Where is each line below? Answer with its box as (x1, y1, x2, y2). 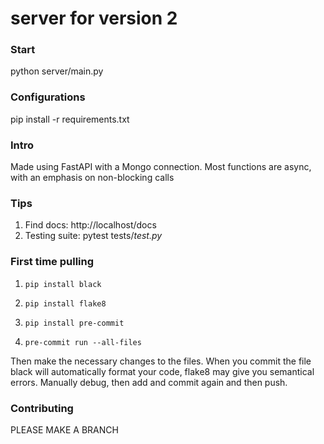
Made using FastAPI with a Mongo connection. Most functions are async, (10, 161, 312, 173)
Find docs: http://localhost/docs (24, 219, 157, 231)
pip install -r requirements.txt (10, 113, 130, 125)
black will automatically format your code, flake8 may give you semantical (10, 365, 315, 377)
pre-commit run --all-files (24, 337, 142, 347)
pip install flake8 (24, 298, 107, 309)
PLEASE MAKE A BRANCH (10, 423, 119, 436)
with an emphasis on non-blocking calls (10, 172, 175, 184)
